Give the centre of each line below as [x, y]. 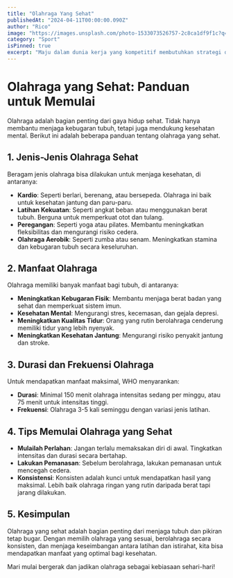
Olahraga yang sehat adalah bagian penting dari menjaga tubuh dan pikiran [115, 531]
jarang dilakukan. [42, 493]
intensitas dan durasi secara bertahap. [72, 456]
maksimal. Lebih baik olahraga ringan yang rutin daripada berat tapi [114, 485]
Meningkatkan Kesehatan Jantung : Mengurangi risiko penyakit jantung [120, 336]
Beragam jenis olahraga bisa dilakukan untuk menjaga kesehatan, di [104, 174]
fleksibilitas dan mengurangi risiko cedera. [78, 232]
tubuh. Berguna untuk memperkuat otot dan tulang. [90, 217]
